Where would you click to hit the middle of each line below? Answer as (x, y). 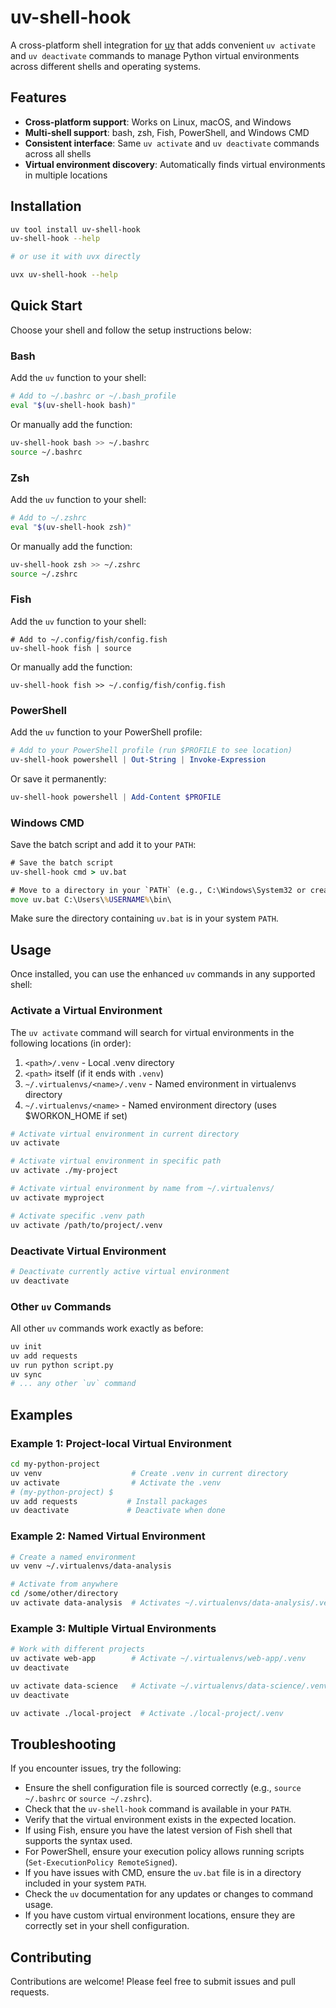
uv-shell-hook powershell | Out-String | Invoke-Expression (138, 759)
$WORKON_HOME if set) (76, 1115)
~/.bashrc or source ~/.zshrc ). (88, 1798)
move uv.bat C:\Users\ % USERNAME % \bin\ (91, 899)
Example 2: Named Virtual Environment (108, 1536)
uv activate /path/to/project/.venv (86, 1225)
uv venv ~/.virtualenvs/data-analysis (91, 1566)
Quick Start (46, 306)
